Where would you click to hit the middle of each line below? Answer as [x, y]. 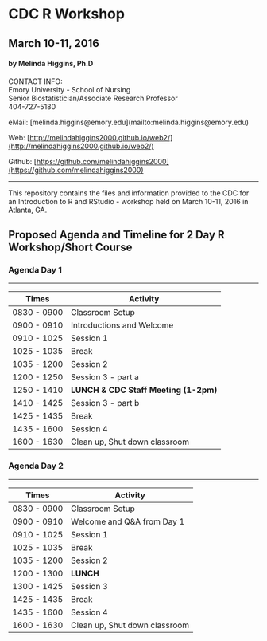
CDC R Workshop [67, 14]
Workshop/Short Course [70, 248]
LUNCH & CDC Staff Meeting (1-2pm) [144, 390]
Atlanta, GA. [28, 210]
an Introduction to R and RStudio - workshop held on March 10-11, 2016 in [128, 201]
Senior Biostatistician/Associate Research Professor [93, 98]
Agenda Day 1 [35, 270]
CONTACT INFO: [36, 81]
